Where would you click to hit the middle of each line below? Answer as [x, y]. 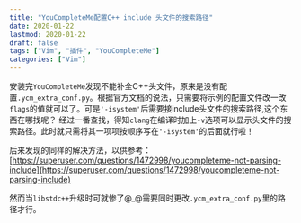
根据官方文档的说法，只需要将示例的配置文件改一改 [192, 97]
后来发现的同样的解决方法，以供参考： [80, 150]
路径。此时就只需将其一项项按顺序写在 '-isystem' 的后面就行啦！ [135, 131]
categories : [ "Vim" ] [48, 59]
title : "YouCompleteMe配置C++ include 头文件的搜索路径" [111, 18]
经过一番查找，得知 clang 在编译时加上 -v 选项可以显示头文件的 [171, 120]
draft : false [34, 43]
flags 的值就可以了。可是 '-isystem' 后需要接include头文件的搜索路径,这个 [145, 108]
